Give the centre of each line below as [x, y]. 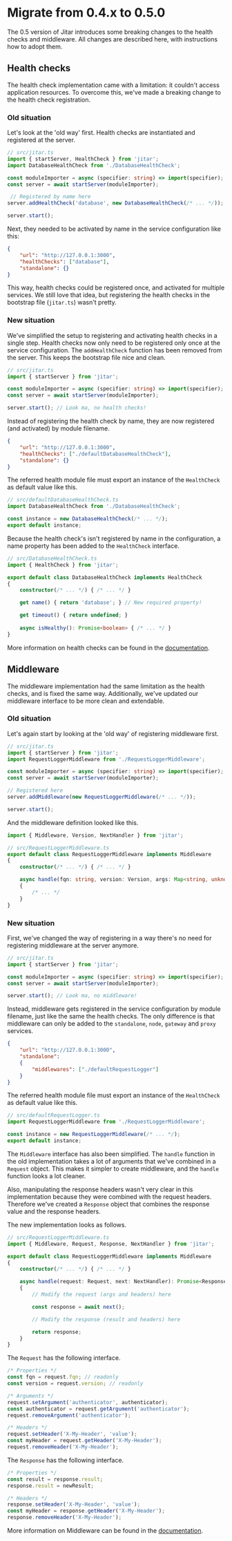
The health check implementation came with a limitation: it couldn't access [113, 85]
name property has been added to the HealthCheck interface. [93, 546]
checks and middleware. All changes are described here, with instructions [113, 39]
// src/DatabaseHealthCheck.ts [52, 558]
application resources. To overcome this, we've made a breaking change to [114, 92]
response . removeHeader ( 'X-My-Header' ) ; [65, 1518]
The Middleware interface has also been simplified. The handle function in [111, 1154]
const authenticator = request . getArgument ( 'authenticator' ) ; [98, 1409]
